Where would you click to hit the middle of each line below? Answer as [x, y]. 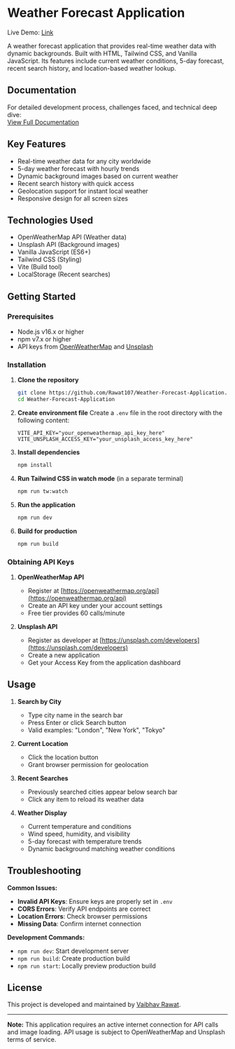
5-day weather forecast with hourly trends [78, 168]
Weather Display [42, 813]
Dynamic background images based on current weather [98, 176]
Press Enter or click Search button [77, 722]
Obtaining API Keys [41, 562]
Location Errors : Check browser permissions [83, 916]
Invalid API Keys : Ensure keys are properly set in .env [95, 901]
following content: [43, 420]
